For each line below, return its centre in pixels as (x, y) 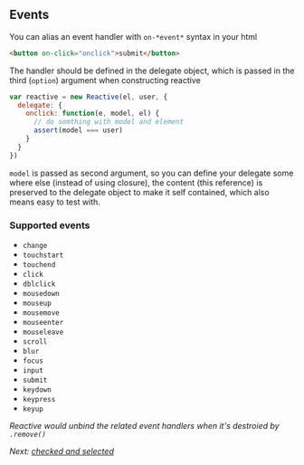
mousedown (41, 293)
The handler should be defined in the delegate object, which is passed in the (152, 71)
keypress (39, 399)
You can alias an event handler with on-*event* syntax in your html (133, 36)
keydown (37, 389)
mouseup (37, 303)
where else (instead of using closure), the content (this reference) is (136, 182)
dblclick (39, 284)
